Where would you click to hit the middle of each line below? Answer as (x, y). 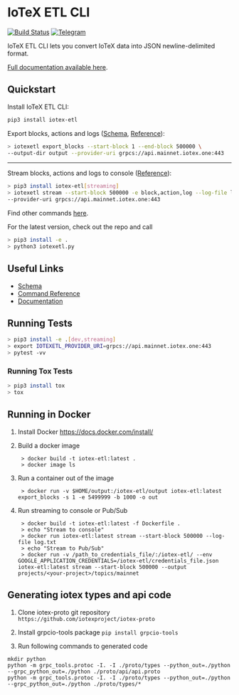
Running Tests (40, 323)
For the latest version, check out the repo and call (80, 227)
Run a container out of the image (66, 478)
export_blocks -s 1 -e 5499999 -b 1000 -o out (88, 497)
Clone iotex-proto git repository (64, 612)
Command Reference (49, 293)
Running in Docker (49, 414)
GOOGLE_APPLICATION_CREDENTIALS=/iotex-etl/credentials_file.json (118, 561)
